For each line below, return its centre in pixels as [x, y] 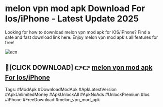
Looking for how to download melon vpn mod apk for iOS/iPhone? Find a [78, 32]
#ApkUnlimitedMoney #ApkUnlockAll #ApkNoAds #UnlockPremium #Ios [77, 94]
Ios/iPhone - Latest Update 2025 [72, 19]
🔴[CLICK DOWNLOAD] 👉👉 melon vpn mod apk [79, 68]
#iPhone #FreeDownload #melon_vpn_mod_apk [53, 99]
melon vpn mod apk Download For [75, 8]
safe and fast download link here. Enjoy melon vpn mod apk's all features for [81, 37]
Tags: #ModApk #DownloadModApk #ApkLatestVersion [61, 89]
